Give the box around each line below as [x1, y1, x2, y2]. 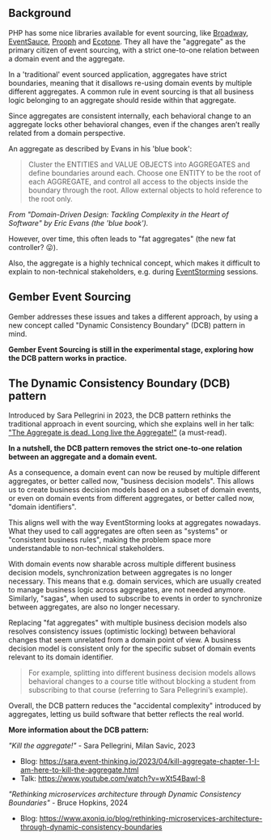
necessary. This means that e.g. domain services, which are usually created [8, 576, 261, 586]
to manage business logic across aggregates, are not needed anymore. [8, 585, 246, 595]
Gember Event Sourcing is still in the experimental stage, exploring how [8, 344, 254, 354]
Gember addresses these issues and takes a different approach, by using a [8, 312, 259, 321]
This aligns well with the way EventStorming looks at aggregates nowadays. [8, 518, 261, 528]
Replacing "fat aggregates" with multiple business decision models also [8, 618, 248, 628]
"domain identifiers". [8, 502, 77, 512]
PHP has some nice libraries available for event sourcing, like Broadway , [8, 28, 249, 37]
